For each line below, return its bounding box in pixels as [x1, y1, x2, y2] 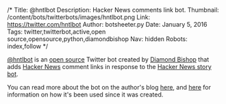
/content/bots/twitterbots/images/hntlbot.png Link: [7, 13, 151, 21]
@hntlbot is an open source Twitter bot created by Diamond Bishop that [7, 55, 210, 64]
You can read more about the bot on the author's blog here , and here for [7, 83, 211, 91]
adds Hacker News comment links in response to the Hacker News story [7, 63, 212, 70]
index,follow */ [7, 42, 49, 50]
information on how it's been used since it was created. [7, 90, 164, 99]
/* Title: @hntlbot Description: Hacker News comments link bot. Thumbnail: [7, 6, 219, 14]
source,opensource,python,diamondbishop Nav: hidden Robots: [7, 35, 188, 43]
